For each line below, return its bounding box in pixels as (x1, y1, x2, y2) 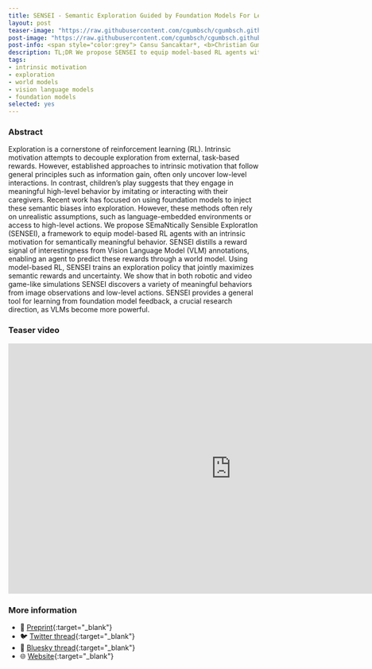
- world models (8, 78, 59, 86)
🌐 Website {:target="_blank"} (19, 652, 114, 661)
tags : (8, 56, 26, 64)
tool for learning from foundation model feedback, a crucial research (8, 296, 233, 306)
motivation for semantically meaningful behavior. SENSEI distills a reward (8, 238, 248, 247)
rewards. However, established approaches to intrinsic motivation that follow (8, 161, 259, 171)
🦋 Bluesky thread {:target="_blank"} (19, 643, 136, 652)
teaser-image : (8, 26, 56, 34)
